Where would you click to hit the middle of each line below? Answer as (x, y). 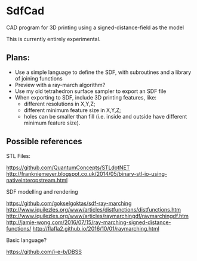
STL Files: (19, 156)
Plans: (18, 58)
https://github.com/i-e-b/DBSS (44, 251)
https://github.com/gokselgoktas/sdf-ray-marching (69, 203)
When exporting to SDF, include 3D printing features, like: (86, 97)
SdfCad (25, 11)
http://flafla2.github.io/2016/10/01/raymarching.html (96, 228)
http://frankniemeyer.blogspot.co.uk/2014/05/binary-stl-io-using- (87, 173)
